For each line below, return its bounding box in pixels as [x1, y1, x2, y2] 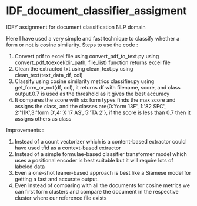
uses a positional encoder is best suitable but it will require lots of [14, 157, 173, 164]
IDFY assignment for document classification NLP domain [6, 24, 146, 31]
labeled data [14, 163, 45, 170]
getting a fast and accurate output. [14, 175, 99, 182]
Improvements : [6, 127, 44, 134]
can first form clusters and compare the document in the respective [14, 188, 179, 195]
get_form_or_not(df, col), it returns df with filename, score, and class [14, 84, 181, 91]
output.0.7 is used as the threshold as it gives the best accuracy [14, 90, 170, 97]
